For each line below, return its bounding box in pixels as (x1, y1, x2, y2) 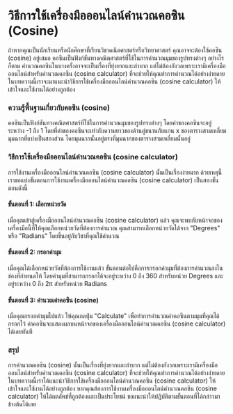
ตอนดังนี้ (8, 184, 28, 192)
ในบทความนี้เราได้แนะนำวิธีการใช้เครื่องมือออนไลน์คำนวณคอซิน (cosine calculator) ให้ (8, 376, 216, 385)
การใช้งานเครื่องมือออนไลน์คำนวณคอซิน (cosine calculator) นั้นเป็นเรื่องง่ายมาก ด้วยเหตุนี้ (8, 168, 222, 176)
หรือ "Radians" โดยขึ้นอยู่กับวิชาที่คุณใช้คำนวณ (8, 231, 120, 240)
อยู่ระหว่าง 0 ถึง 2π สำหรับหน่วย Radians (8, 279, 107, 287)
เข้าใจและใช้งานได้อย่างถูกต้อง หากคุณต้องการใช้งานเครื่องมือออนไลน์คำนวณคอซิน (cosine (8, 384, 218, 393)
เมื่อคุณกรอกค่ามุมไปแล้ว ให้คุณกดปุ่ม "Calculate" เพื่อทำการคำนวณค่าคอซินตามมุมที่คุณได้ (8, 312, 220, 320)
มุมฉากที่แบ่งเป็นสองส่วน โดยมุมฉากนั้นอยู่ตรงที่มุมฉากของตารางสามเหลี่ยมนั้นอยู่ (8, 134, 191, 143)
